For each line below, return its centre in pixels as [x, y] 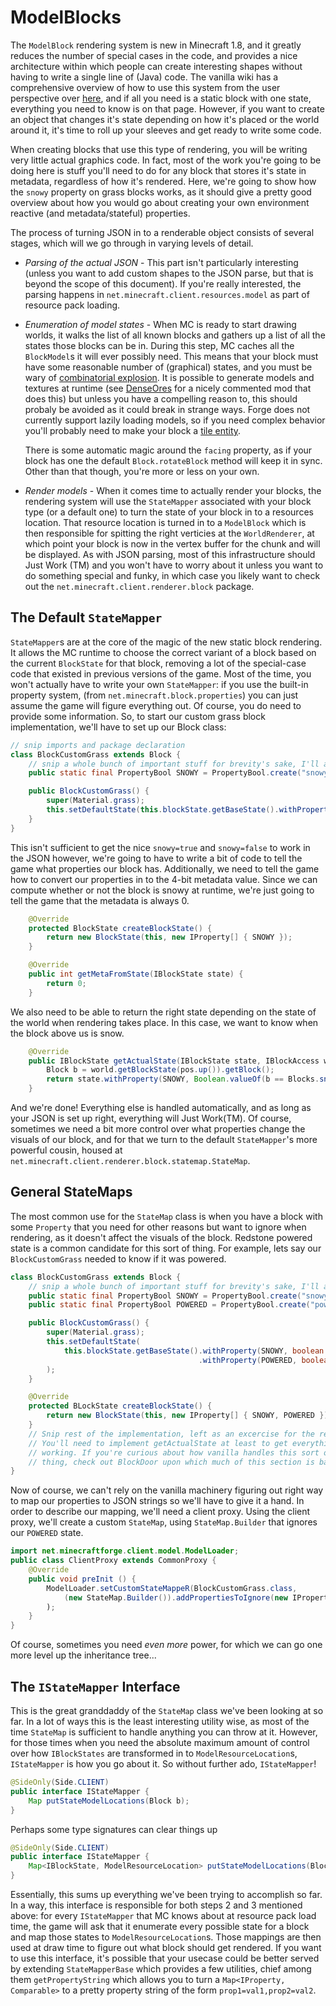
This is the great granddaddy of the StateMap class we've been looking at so [167, 1710]
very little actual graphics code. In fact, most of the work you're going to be [166, 160]
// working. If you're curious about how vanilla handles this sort [174, 1452]
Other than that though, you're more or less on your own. [142, 471]
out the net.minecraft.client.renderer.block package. [139, 586]
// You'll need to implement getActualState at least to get [158, 1443]
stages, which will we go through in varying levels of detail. [132, 243]
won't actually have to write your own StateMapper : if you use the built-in [159, 684]
